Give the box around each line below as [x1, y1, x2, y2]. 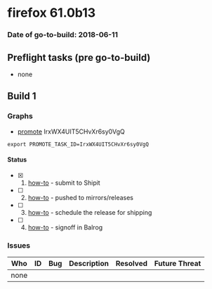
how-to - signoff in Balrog [27, 223, 103, 232]
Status [7, 155, 27, 164]
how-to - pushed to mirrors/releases [27, 193, 134, 202]
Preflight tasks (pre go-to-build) [7, 51, 151, 64]
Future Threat [154, 259, 201, 269]
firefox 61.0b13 [7, 5, 96, 21]
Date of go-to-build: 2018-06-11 [7, 30, 118, 40]
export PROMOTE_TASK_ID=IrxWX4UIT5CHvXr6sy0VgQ [7, 141, 150, 148]
